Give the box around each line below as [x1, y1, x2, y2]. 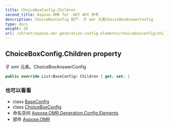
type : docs [5, 21, 28, 27]
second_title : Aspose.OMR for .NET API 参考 [5, 12, 99, 17]
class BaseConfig [12, 98, 50, 104]
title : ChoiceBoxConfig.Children [5, 7, 76, 13]
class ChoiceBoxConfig [12, 104, 62, 110]
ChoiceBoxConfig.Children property [5, 50, 122, 58]
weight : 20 [5, 26, 28, 31]
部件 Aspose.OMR [12, 116, 51, 122]
